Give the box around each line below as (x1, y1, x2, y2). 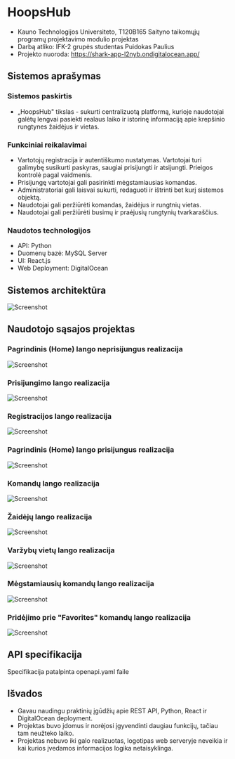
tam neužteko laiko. (17, 729, 74, 737)
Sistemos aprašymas (7, 70, 102, 82)
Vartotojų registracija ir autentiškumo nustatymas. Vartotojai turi (17, 155, 202, 164)
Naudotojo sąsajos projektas (7, 323, 135, 335)
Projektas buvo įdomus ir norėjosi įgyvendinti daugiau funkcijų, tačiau (17, 721, 219, 729)
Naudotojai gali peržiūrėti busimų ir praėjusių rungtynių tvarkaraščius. (17, 208, 219, 216)
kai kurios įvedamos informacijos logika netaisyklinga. (17, 744, 173, 752)
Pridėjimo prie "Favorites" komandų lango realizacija (7, 612, 192, 622)
